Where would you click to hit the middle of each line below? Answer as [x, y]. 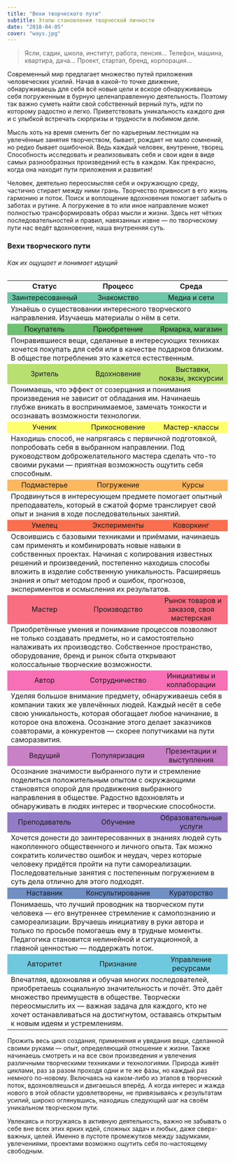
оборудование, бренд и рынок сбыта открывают [93, 656]
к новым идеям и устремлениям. [67, 1023]
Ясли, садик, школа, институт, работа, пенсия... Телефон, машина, [124, 53]
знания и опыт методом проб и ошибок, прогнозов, [98, 581]
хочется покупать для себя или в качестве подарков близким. [117, 350]
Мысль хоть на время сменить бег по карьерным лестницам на [103, 132]
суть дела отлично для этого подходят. [78, 882]
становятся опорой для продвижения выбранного [96, 789]
